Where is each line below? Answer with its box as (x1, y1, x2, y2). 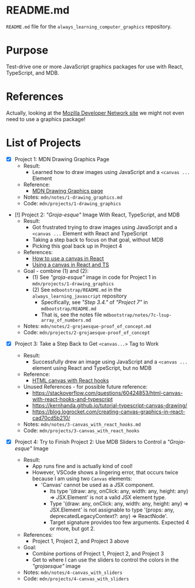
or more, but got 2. (49, 524, 95, 532)
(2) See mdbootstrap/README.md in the (32, 286, 122, 293)
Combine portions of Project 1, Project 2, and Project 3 (32, 550, 164, 557)
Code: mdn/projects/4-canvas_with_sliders (23, 574, 129, 582)
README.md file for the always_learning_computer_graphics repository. (6, 23, 172, 30)
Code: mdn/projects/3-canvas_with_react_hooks (23, 427, 140, 434)
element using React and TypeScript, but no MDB (32, 364, 152, 371)
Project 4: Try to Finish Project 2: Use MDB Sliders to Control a (14, 438, 166, 445)
